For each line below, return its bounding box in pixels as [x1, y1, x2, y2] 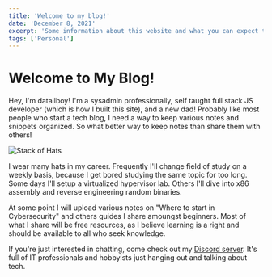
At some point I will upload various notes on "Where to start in [8, 203, 215, 212]
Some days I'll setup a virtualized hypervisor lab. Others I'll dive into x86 [8, 178, 249, 188]
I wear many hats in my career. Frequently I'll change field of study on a [8, 162, 247, 171]
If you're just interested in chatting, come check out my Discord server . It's [8, 244, 257, 254]
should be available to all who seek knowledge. [8, 229, 166, 238]
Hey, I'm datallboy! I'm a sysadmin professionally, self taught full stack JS [8, 96, 253, 106]
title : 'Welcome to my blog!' [8, 11, 111, 20]
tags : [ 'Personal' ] [8, 34, 74, 43]
